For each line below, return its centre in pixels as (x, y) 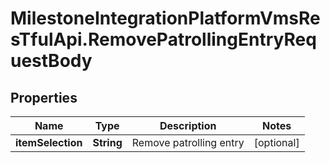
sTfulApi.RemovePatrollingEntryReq (163, 39)
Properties (44, 97)
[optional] (276, 142)
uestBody (51, 61)
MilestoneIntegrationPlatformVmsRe (165, 18)
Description (188, 125)
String (107, 142)
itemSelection (49, 142)
